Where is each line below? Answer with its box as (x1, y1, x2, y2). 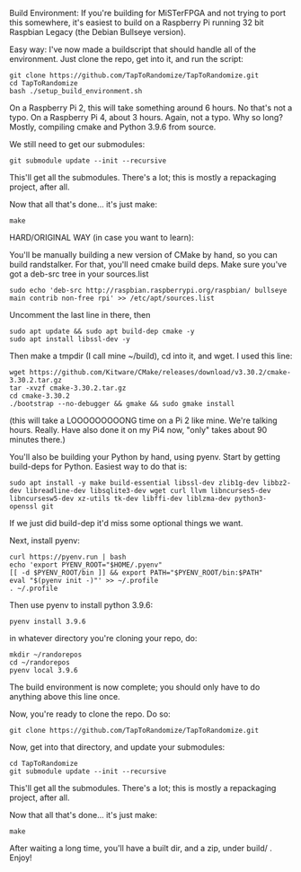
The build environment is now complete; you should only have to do (9, 682, 261, 692)
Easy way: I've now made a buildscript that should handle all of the (9, 44, 257, 55)
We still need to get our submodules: (9, 139, 146, 149)
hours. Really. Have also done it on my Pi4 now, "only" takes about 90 (9, 425, 268, 435)
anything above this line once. (9, 691, 120, 701)
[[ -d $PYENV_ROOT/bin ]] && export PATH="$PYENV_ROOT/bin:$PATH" (9, 568, 263, 577)
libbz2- (262, 479, 292, 488)
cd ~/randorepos (9, 658, 70, 667)
